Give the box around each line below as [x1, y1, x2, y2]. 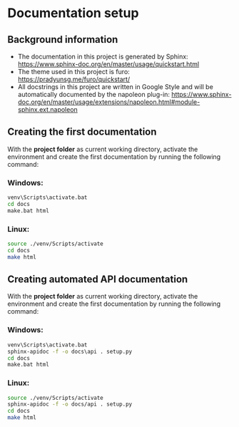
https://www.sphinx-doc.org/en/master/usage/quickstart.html [17, 60, 200, 68]
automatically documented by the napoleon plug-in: [17, 91, 170, 98]
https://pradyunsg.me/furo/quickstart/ [17, 75, 131, 83]
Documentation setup [7, 5, 139, 21]
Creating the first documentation [7, 126, 157, 138]
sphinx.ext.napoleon [17, 106, 78, 113]
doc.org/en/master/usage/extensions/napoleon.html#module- [17, 98, 200, 106]
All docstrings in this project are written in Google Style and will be [17, 83, 214, 91]
